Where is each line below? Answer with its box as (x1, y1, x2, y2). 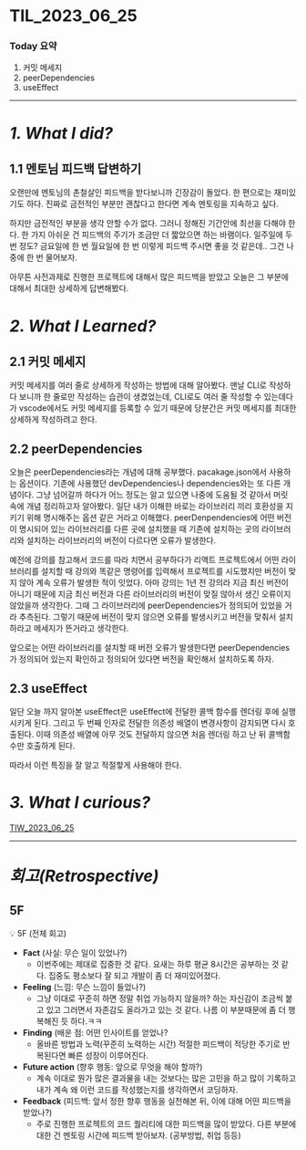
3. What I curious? (9, 792, 151, 813)
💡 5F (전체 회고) (9, 928, 66, 939)
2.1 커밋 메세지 (9, 354, 87, 370)
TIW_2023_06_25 (9, 822, 75, 833)
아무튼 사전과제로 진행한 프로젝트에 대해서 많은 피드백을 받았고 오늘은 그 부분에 (9, 271, 290, 283)
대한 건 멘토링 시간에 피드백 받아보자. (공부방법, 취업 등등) (36, 1130, 241, 1141)
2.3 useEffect (9, 681, 88, 696)
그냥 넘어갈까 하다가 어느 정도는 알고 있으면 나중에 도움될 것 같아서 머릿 (36, 489, 289, 500)
